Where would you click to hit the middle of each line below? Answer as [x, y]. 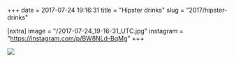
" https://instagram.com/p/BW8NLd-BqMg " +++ [76, 38]
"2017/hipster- [207, 10]
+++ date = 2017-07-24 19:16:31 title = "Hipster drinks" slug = [96, 10]
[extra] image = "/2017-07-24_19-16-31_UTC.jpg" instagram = [95, 31]
